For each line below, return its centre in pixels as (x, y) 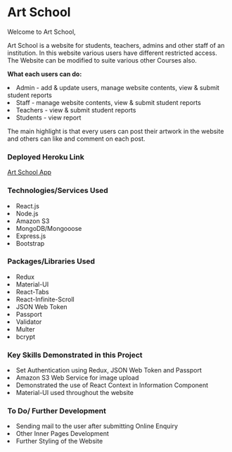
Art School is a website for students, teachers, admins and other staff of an (116, 45)
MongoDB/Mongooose (49, 228)
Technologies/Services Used (58, 191)
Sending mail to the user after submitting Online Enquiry (97, 426)
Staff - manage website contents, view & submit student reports (109, 102)
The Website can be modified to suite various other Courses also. (102, 60)
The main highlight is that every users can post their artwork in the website (116, 131)
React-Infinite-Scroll (46, 299)
